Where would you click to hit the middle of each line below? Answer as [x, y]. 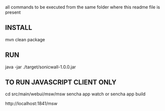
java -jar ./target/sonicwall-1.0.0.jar [41, 67]
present [13, 12]
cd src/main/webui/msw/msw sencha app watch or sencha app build [75, 94]
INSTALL [19, 28]
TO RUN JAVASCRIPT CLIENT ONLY [61, 82]
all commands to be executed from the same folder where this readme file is [83, 7]
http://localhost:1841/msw [31, 104]
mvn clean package [25, 39]
